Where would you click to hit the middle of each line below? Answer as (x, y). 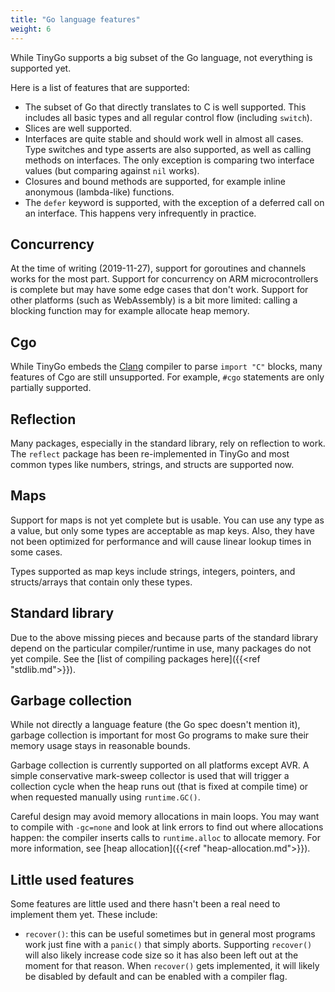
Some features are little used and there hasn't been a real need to (145, 904)
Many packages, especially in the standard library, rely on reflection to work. (168, 443)
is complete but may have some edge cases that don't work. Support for (159, 290)
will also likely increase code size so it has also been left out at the (161, 955)
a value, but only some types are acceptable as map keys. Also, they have (163, 530)
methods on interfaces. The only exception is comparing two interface (169, 160)
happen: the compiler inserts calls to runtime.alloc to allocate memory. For (165, 838)
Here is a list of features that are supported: (100, 87)
